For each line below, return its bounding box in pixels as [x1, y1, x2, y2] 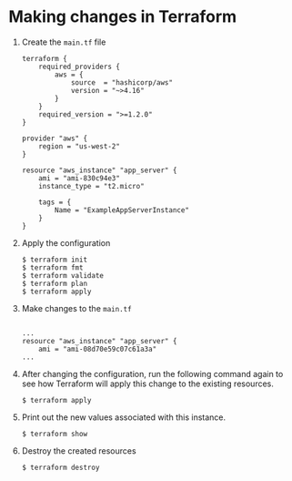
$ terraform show [21, 429, 88, 438]
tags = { [38, 198, 72, 207]
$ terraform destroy [21, 463, 100, 472]
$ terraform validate [21, 271, 104, 280]
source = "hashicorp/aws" [70, 77, 174, 87]
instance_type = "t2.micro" [38, 181, 145, 190]
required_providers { [38, 62, 120, 71]
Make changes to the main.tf [21, 302, 133, 313]
